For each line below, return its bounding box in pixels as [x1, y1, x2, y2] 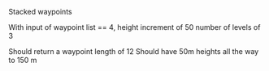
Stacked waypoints [8, 7, 72, 16]
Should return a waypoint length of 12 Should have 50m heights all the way [8, 47, 259, 56]
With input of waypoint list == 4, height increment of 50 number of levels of [8, 23, 261, 31]
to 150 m [8, 56, 37, 65]
